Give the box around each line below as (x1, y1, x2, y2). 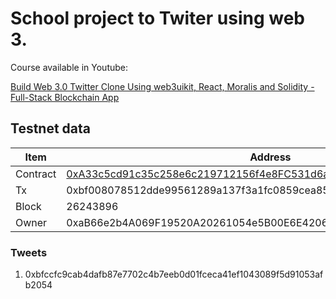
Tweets (10, 245, 48, 259)
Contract (15, 167, 57, 181)
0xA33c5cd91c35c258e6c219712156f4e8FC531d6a (66, 167, 330, 181)
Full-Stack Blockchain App (10, 91, 120, 103)
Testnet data (10, 120, 91, 137)
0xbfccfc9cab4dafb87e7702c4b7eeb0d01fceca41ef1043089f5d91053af (24, 268, 324, 281)
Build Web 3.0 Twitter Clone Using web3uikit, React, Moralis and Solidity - (10, 80, 315, 92)
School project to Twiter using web (10, 7, 305, 30)
